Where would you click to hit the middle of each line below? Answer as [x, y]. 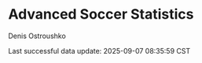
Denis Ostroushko [37, 36]
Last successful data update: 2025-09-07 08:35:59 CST [99, 51]
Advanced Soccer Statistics [101, 14]
